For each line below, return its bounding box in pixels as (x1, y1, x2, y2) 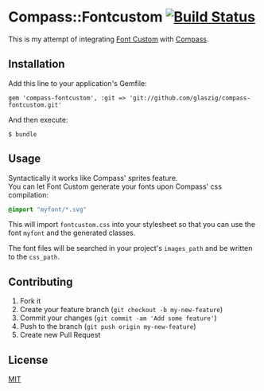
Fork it (19, 296, 41, 306)
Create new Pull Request (19, 330, 101, 340)
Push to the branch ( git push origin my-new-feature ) (19, 322, 196, 331)
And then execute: (8, 115, 68, 124)
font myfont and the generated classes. (8, 228, 136, 238)
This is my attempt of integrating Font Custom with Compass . (8, 34, 209, 44)
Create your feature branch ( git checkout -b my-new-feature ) (19, 305, 223, 315)
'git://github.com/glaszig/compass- (129, 94, 250, 102)
